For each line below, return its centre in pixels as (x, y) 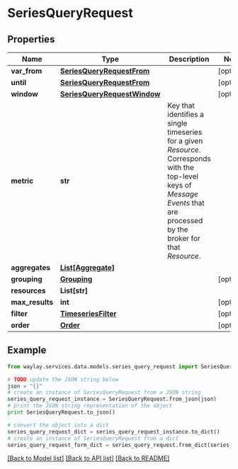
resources (28, 290)
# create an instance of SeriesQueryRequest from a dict (93, 438)
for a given (185, 141)
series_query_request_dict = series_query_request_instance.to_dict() (114, 431)
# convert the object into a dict (58, 425)
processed (185, 221)
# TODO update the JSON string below (63, 379)
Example (27, 350)
